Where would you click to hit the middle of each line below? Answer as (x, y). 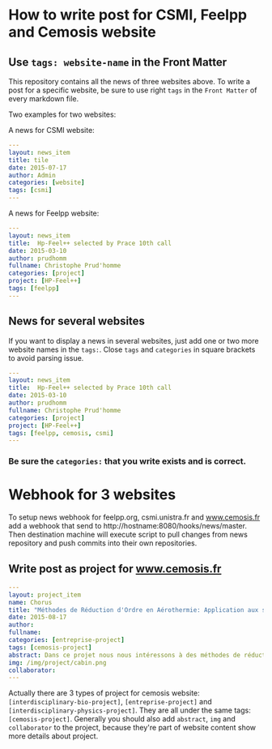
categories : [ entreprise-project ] (67, 640)
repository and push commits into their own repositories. (103, 543)
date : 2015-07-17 (38, 168)
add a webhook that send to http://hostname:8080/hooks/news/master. (127, 526)
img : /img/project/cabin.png (57, 662)
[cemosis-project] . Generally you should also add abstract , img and (122, 719)
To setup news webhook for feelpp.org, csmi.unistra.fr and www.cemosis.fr (134, 517)
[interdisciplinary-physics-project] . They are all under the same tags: (130, 710)
